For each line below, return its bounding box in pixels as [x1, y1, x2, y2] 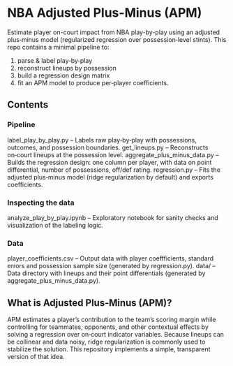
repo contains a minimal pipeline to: [7, 43, 110, 51]
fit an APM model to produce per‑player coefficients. [17, 78, 169, 87]
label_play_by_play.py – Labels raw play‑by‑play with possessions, [7, 136, 197, 144]
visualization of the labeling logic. [7, 221, 103, 229]
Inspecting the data [7, 198, 75, 207]
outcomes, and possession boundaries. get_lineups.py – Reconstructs [7, 143, 209, 152]
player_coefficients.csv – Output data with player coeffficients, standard [7, 254, 214, 263]
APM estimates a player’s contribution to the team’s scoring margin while [7, 316, 216, 324]
